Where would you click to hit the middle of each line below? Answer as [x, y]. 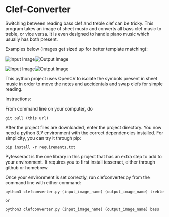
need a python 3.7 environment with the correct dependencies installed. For [84, 133]
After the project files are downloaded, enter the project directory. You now [83, 127]
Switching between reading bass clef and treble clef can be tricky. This [79, 23]
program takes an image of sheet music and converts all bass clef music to [83, 28]
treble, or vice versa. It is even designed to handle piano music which [77, 34]
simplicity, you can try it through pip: [43, 138]
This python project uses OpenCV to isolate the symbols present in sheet [81, 78]
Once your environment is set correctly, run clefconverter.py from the [78, 177]
